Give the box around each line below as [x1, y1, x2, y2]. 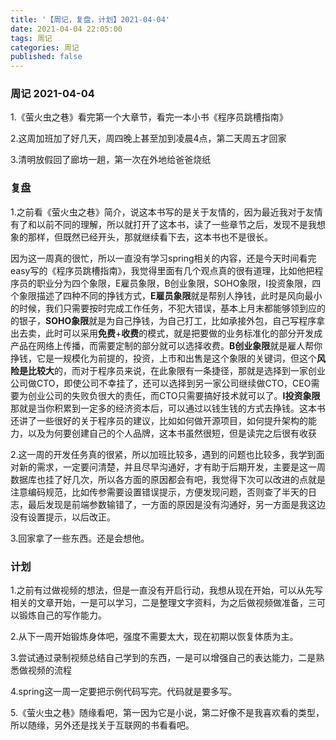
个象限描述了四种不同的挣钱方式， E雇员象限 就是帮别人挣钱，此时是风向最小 [10, 289, 323, 301]
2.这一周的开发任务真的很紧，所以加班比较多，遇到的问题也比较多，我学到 [10, 448, 317, 460]
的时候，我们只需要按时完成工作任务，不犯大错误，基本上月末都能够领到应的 [10, 302, 326, 314]
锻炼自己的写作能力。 [18, 609, 107, 621]
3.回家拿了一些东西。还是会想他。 [10, 532, 150, 544]
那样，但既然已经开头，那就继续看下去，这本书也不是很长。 [27, 231, 273, 243]
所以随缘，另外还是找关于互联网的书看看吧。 [10, 719, 195, 731]
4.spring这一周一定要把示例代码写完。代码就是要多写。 [10, 686, 238, 698]
